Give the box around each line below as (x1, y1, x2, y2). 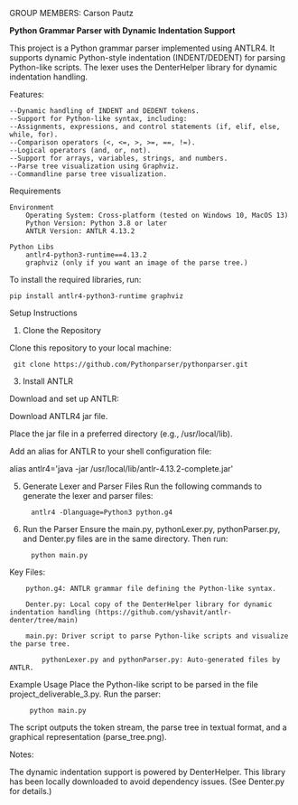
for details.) (9, 786, 52, 796)
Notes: (9, 749, 34, 760)
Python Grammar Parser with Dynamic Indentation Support (9, 25, 236, 35)
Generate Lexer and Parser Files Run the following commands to (22, 481, 262, 491)
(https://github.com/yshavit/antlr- (94, 608, 232, 617)
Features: (9, 89, 45, 99)
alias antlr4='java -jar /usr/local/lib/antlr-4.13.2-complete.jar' (9, 463, 234, 473)
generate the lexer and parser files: (22, 491, 154, 501)
